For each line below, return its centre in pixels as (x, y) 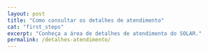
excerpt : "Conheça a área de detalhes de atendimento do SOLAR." (104, 33)
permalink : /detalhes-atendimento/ (59, 40)
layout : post (26, 14)
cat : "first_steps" (36, 27)
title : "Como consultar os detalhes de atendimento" (86, 20)
